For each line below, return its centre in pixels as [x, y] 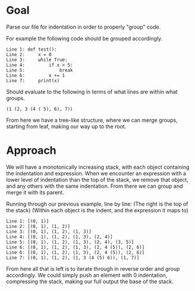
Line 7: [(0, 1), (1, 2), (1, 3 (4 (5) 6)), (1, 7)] [73, 258]
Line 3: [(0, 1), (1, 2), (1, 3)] [49, 231]
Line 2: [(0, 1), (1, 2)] [38, 226]
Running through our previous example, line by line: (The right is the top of [97, 204]
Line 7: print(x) [33, 81]
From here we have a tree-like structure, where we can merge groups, [92, 120]
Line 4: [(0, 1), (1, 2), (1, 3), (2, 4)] [59, 237]
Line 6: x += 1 [36, 75]
